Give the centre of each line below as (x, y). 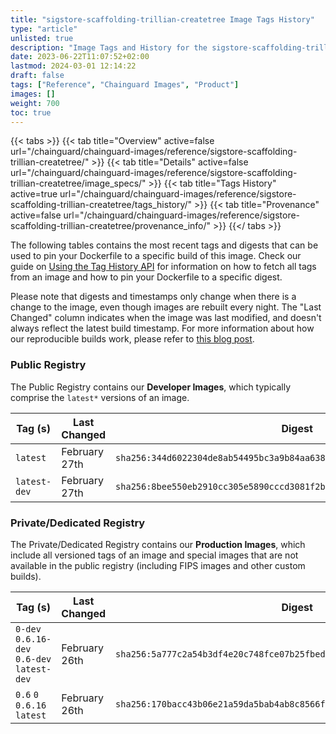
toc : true (31, 112)
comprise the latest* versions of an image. (100, 397)
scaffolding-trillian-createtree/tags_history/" (101, 205)
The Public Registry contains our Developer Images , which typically (151, 387)
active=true (34, 194)
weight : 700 (35, 103)
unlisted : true (42, 38)
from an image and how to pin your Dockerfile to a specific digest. (146, 277)
